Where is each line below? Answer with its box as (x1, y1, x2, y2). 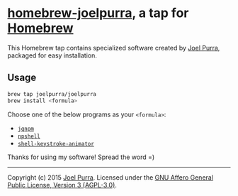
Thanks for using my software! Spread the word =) (7, 153, 155, 161)
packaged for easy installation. (7, 51, 97, 60)
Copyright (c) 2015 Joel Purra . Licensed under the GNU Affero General (7, 173, 214, 182)
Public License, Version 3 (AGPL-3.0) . (7, 180, 117, 189)
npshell (17, 133, 40, 140)
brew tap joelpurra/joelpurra (7, 90, 97, 97)
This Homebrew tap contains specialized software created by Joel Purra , (7, 43, 220, 52)
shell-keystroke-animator (17, 140, 94, 147)
